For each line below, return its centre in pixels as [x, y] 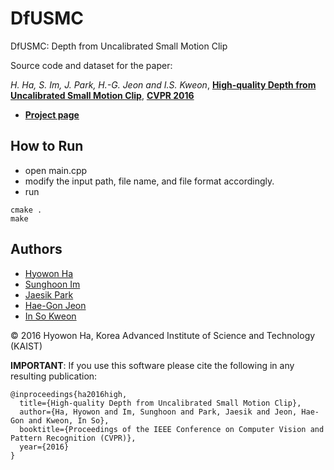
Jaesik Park [49, 294]
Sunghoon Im [52, 284]
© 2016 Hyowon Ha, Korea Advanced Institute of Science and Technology [163, 335]
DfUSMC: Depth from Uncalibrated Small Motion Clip [119, 46]
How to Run [47, 146]
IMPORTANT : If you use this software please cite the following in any [152, 365]
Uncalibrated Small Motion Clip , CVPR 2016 [102, 95]
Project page [52, 114]
